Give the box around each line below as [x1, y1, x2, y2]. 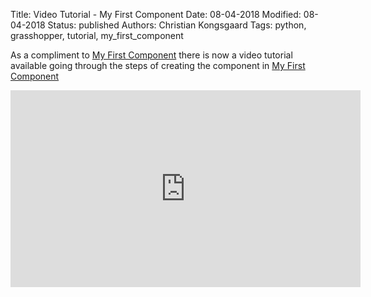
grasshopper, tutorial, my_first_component [10, 30, 184, 41]
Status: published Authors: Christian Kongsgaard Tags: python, [47, 19, 307, 31]
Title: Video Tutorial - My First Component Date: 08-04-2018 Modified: [10, 9, 302, 20]
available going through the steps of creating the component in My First [10, 60, 306, 71]
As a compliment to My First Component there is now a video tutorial [10, 49, 293, 61]
